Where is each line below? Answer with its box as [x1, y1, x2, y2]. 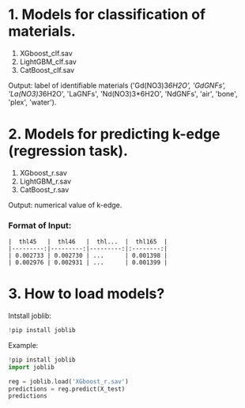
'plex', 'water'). [8, 97, 57, 107]
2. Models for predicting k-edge [8, 125, 220, 143]
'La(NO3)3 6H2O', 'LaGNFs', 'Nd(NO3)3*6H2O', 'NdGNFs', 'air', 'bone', [8, 89, 239, 98]
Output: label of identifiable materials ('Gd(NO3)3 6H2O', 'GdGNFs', [8, 81, 227, 90]
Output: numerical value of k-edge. [8, 200, 122, 210]
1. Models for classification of [8, 6, 206, 24]
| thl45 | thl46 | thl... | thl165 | [8, 238, 168, 246]
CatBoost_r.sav [19, 184, 70, 195]
